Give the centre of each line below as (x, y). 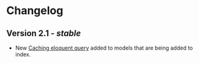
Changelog (35, 11)
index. (23, 54)
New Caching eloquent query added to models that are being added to (104, 48)
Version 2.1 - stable (44, 33)
